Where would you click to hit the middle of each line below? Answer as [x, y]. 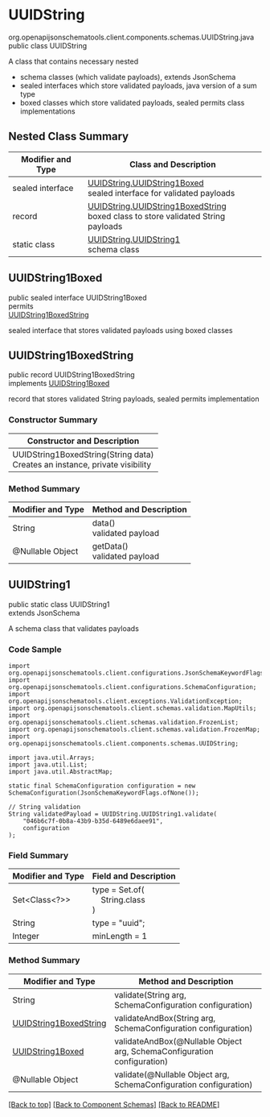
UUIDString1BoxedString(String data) [83, 455]
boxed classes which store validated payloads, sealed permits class [132, 102]
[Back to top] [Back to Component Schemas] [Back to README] [114, 1104]
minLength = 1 [119, 936]
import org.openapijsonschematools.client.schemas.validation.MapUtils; [133, 708]
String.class [123, 900]
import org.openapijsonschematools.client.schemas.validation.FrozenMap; [135, 730]
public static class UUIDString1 [59, 604]
